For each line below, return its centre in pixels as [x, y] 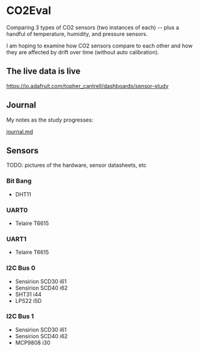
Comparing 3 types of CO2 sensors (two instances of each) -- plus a [93, 27]
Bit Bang [19, 181]
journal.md [20, 131]
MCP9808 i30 [33, 342]
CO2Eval [29, 11]
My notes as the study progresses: [50, 120]
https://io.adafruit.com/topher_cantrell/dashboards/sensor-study [88, 86]
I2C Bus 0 [21, 268]
